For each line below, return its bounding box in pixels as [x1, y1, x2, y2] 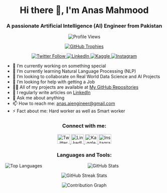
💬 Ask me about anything [12, 95, 65, 101]
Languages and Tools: [57, 151, 112, 158]
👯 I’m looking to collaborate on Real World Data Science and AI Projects [12, 74, 160, 80]
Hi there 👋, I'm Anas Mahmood [20, 5, 149, 16]
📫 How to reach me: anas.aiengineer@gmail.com [12, 100, 115, 107]
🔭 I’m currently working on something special [12, 63, 106, 69]
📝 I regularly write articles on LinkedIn [12, 90, 91, 96]
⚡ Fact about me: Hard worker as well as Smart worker [12, 108, 125, 114]
